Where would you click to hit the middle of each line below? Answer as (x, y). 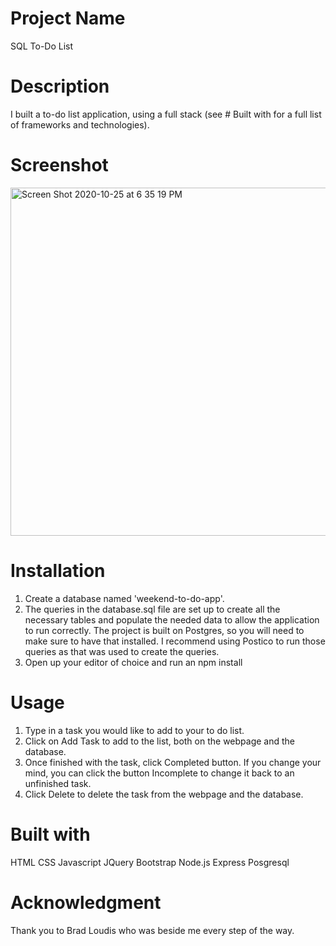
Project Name (68, 18)
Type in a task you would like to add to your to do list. (134, 730)
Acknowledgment (86, 902)
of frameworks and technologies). (80, 124)
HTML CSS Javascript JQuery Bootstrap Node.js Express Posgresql (150, 862)
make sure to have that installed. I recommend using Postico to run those (175, 641)
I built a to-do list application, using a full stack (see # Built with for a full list (166, 114)
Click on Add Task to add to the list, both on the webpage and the (160, 741)
